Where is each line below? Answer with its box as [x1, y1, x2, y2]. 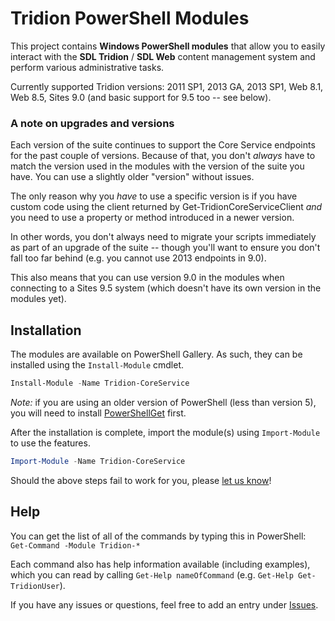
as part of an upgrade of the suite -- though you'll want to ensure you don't [10, 242, 321, 254]
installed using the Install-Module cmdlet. [10, 359, 184, 371]
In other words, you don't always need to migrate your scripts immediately [10, 231, 317, 243]
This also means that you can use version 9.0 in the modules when [10, 272, 285, 284]
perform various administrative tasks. [10, 61, 165, 73]
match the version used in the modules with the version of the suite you [10, 160, 305, 172]
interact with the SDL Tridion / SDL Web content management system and [10, 50, 316, 62]
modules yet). [10, 293, 67, 305]
